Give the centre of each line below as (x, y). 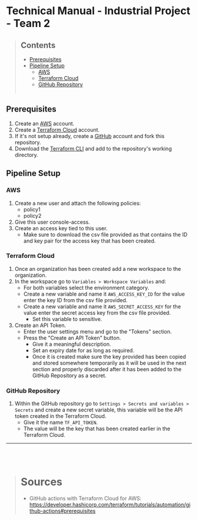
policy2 (32, 215)
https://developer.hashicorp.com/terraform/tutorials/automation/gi (110, 505)
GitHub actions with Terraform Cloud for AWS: (85, 498)
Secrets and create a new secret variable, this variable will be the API (98, 410)
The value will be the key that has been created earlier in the (97, 429)
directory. (26, 155)
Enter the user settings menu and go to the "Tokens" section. (98, 331)
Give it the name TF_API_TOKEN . (61, 423)
